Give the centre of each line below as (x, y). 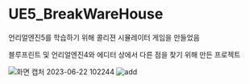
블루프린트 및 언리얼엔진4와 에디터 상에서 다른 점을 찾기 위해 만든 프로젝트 (124, 54)
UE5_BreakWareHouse (86, 14)
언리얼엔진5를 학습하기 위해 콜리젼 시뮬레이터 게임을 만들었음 (104, 37)
